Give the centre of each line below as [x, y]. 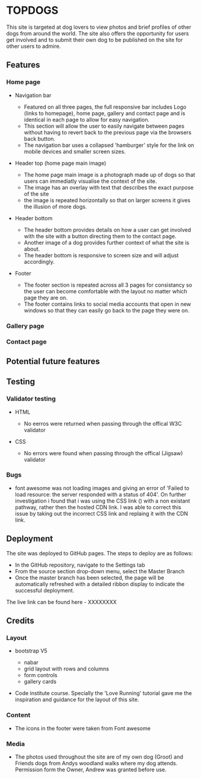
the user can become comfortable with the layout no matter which [106, 291]
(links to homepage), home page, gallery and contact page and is [104, 113]
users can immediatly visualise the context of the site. [90, 181]
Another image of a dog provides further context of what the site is [106, 242]
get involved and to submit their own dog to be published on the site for [94, 40]
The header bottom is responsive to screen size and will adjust [101, 255]
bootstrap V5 [31, 651]
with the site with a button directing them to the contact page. [100, 236]
